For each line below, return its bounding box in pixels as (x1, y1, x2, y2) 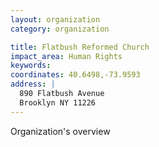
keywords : (10, 61, 52, 71)
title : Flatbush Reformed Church (10, 42, 150, 52)
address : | (10, 79, 56, 90)
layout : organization (10, 14, 101, 25)
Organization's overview (10, 125, 111, 137)
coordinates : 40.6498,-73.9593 (10, 70, 141, 80)
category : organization (10, 24, 110, 34)
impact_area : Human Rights (10, 51, 123, 61)
